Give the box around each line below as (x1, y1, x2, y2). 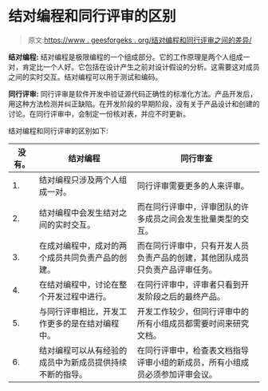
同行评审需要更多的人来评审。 (136, 180, 250, 192)
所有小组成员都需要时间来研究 (136, 318, 250, 329)
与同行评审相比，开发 (38, 306, 120, 317)
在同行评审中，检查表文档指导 (136, 345, 250, 356)
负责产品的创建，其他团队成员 (136, 252, 250, 263)
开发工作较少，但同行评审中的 (136, 306, 250, 317)
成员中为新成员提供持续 (38, 357, 128, 368)
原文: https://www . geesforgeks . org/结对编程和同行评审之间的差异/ (27, 35, 252, 45)
